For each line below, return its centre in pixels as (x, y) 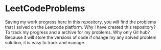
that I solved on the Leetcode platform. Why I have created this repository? (80, 27)
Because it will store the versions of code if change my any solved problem (81, 37)
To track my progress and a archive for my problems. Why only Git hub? (78, 32)
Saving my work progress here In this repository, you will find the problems (81, 22)
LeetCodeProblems (45, 8)
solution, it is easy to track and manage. (45, 42)
